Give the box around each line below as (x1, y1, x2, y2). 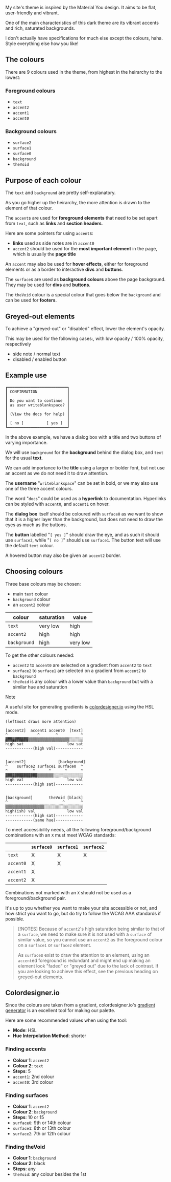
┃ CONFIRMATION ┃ (5, 389, 70, 394)
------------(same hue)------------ (5, 818, 83, 823)
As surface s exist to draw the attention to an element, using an (17, 952, 150, 958)
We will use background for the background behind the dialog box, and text (5, 449, 164, 455)
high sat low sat (5, 741, 83, 746)
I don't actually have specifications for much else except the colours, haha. (5, 35, 163, 41)
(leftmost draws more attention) (5, 719, 77, 724)
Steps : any (12, 1166, 36, 1172)
